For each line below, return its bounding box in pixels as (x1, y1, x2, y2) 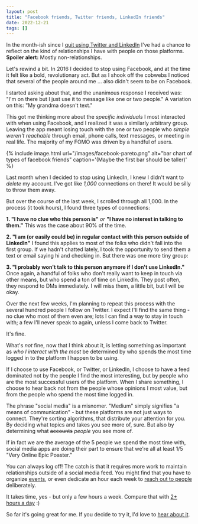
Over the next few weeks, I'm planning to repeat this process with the (6, 300, 176, 307)
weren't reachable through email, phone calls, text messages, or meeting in (6, 132, 190, 139)
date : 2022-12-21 (6, 19, 49, 25)
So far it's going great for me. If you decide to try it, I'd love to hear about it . (6, 511, 190, 518)
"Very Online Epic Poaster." (6, 451, 73, 458)
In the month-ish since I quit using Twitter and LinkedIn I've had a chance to (6, 41, 191, 48)
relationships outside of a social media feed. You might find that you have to (6, 469, 191, 476)
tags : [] (6, 25, 28, 31)
